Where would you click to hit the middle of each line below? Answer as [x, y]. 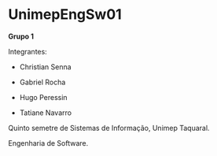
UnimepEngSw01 [65, 15]
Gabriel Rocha [42, 82]
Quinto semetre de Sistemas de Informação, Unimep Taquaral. [109, 128]
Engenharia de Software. [48, 143]
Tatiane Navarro [46, 113]
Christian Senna [46, 67]
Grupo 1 [21, 36]
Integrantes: [28, 51]
